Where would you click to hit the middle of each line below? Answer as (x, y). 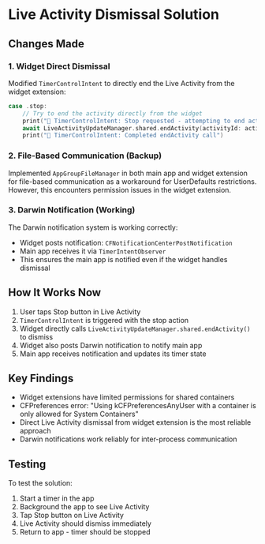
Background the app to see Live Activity (84, 507)
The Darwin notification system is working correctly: (93, 227)
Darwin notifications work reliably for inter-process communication (128, 439)
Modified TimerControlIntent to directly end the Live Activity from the (121, 83)
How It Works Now (54, 293)
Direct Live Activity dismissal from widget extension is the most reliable (135, 422)
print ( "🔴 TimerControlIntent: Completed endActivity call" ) (123, 136)
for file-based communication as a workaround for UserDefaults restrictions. (132, 181)
